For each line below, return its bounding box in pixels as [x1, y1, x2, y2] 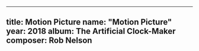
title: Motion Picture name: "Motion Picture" [6, 17, 172, 27]
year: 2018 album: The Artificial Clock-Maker [6, 26, 176, 36]
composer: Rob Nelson [6, 36, 92, 46]
